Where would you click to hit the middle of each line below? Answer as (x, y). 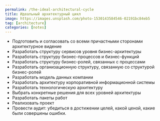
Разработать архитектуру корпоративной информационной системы (83, 82)
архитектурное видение (37, 46)
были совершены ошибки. (39, 113)
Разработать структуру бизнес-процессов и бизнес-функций (75, 57)
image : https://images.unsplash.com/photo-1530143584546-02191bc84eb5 (78, 18)
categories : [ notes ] (26, 28)
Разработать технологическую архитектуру (57, 88)
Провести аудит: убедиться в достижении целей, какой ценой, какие (84, 108)
